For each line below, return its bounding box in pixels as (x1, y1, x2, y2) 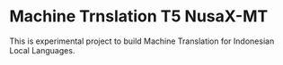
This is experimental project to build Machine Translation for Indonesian (9, 36, 275, 46)
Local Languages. (9, 45, 75, 55)
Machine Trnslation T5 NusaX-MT (9, 6, 269, 27)
